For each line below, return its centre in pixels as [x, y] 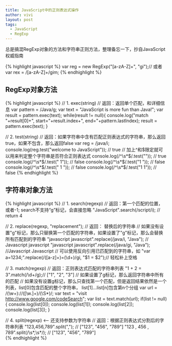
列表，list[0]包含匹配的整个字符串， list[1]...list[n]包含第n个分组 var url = [81, 287]
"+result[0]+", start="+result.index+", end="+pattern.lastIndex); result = [81, 121]
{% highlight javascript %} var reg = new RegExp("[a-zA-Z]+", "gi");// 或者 [84, 66]
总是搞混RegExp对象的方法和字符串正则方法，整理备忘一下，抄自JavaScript [85, 49]
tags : [11, 24]
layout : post [19, 20]
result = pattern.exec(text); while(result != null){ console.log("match [77, 115]
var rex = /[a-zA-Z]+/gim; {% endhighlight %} [54, 72]
